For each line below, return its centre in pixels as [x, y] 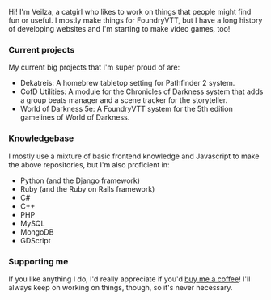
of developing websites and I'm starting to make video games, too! [119, 29]
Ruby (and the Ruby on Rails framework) [87, 188]
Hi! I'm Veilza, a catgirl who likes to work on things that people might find [130, 12]
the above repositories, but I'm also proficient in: [89, 164]
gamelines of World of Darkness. [75, 117]
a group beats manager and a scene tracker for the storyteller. [124, 100]
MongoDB [37, 232]
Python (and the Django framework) [80, 180]
